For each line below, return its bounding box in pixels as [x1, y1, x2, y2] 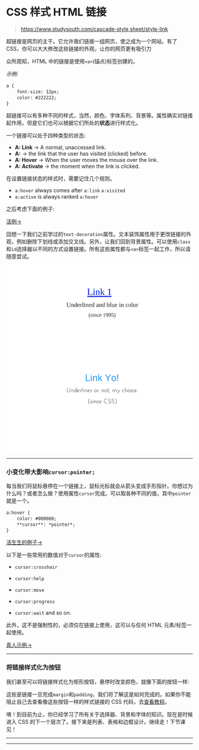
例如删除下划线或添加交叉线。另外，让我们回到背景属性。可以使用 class [16, 238, 191, 245]
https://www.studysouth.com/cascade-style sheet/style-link [20, 25, 168, 33]
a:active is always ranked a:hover [14, 193, 99, 200]
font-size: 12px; [17, 88, 60, 95]
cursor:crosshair [14, 564, 58, 570]
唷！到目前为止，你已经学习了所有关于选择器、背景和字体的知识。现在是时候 [6, 710, 193, 718]
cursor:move [14, 587, 44, 593]
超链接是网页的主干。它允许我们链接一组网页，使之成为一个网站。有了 [6, 37, 178, 45]
